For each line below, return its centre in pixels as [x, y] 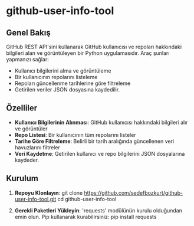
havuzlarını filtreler [37, 147]
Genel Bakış [29, 33]
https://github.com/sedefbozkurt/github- [134, 192]
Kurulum [22, 178]
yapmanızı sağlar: [27, 59]
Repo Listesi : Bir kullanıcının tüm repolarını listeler [75, 135]
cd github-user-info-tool [87, 199]
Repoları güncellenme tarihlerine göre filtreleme [73, 83]
